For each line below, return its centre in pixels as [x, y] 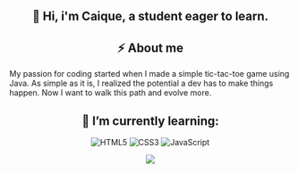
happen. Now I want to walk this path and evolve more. [111, 93]
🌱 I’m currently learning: [150, 121]
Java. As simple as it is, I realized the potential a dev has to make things [141, 83]
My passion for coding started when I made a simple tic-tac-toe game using [149, 74]
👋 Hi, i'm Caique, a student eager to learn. [150, 16]
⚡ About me [150, 48]
